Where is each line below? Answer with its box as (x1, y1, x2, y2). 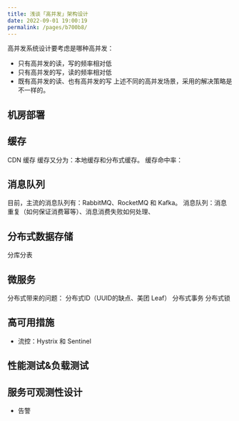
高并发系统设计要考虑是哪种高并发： (7, 44, 114, 53)
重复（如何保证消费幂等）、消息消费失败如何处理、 (7, 207, 155, 216)
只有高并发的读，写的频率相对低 (17, 59, 112, 68)
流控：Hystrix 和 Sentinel (17, 336, 91, 345)
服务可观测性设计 (7, 386, 83, 398)
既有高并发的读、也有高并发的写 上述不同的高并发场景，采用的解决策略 (17, 77, 226, 85)
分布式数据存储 (7, 230, 73, 242)
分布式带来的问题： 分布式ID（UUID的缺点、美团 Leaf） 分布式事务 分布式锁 (7, 293, 230, 303)
